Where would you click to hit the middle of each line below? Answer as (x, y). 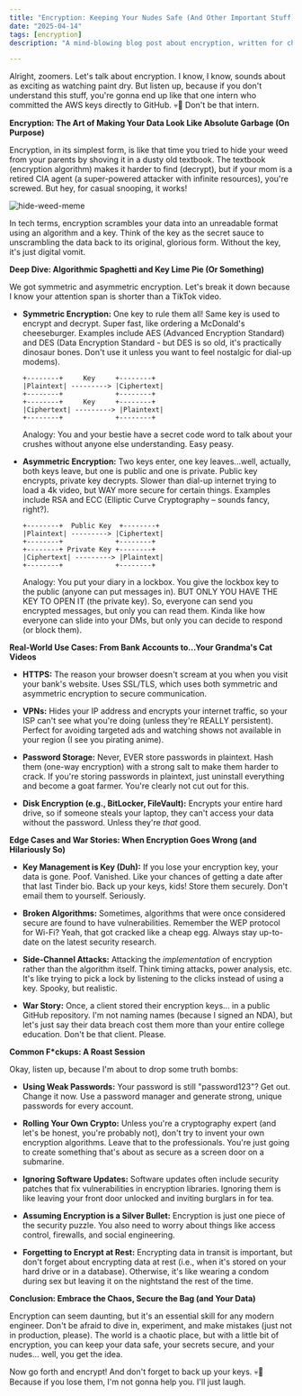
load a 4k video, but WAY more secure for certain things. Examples (147, 490)
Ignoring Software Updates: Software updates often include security (151, 1179)
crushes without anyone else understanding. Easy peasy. (128, 444)
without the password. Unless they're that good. (112, 823)
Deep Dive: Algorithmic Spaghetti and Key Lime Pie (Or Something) (137, 269)
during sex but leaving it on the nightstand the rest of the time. (138, 1282)
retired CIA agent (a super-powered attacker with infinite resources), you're (149, 179)
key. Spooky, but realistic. (70, 989)
